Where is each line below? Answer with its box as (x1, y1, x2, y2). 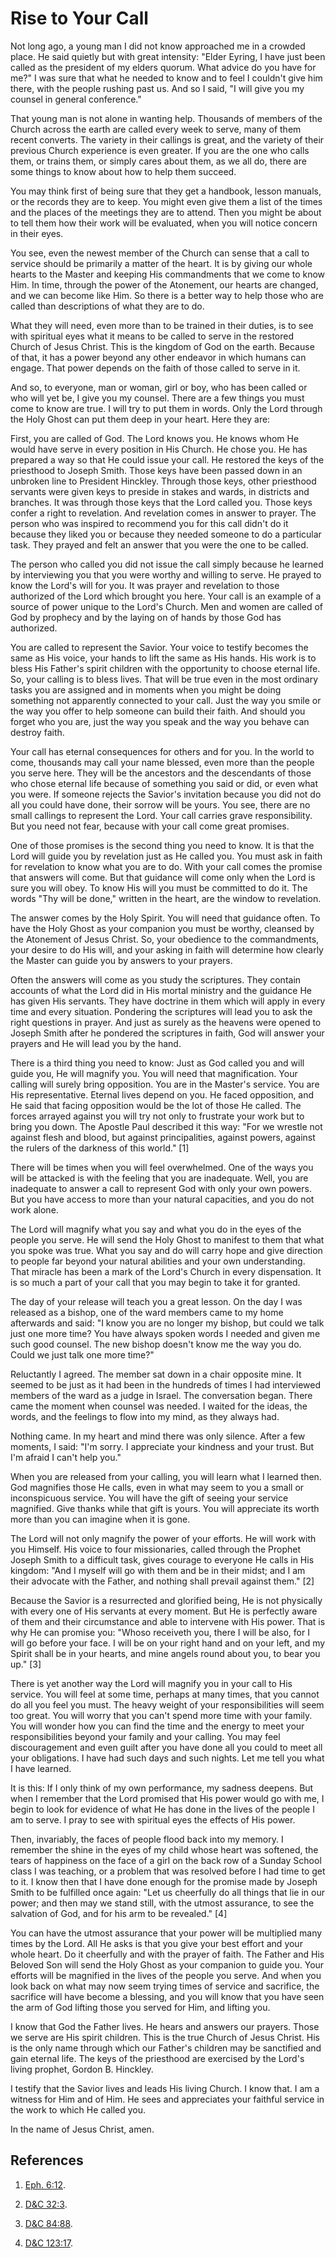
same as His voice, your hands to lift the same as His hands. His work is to (10, 652, 317, 664)
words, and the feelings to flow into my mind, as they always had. (10, 1410, 280, 1422)
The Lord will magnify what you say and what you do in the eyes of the (10, 1223, 302, 1235)
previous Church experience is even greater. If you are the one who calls (10, 144, 310, 156)
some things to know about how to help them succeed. (10, 165, 237, 177)
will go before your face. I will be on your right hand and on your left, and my (10, 1637, 326, 1649)
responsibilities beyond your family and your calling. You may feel (10, 1730, 281, 1742)
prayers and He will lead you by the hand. (10, 1037, 182, 1049)
